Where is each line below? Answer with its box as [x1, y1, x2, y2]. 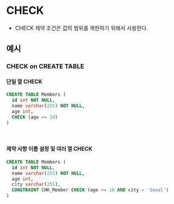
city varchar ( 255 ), [11, 182, 61, 188]
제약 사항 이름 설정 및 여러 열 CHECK [6, 145, 92, 153]
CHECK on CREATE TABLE [6, 62, 85, 71]
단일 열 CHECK [6, 78, 43, 85]
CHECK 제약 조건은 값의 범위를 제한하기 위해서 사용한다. [14, 24, 148, 31]
